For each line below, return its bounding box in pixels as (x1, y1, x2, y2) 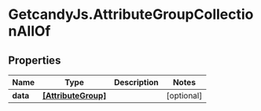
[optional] (166, 91, 203, 101)
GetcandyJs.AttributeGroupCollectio (8, 6, 254, 24)
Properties (8, 54, 61, 67)
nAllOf (8, 22, 51, 40)
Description (113, 77, 159, 87)
